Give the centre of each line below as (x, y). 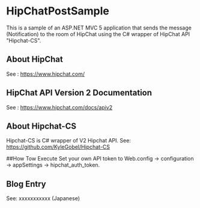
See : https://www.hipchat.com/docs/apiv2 (59, 107)
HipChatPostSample (58, 11)
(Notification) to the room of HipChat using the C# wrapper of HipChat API (98, 34)
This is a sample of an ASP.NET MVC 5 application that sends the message (99, 28)
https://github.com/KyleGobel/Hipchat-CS (58, 147)
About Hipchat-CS (41, 126)
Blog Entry (26, 184)
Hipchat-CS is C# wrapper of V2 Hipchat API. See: (68, 141)
